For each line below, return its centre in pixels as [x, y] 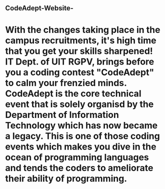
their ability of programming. [66, 178]
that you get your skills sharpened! [79, 51]
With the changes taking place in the [83, 30]
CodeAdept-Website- [39, 8]
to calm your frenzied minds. [66, 83]
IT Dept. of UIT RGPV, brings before [80, 61]
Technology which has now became [81, 125]
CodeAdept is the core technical [73, 93]
